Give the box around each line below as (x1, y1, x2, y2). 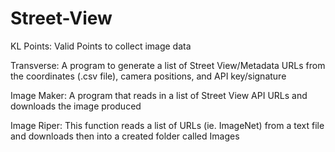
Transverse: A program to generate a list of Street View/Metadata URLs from (10, 59, 326, 71)
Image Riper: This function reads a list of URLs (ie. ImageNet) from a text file (10, 119, 325, 131)
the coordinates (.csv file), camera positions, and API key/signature (10, 70, 287, 82)
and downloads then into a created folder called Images (10, 130, 240, 142)
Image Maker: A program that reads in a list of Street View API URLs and (10, 89, 308, 101)
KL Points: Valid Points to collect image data (10, 40, 192, 52)
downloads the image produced (10, 100, 142, 112)
